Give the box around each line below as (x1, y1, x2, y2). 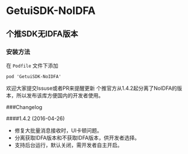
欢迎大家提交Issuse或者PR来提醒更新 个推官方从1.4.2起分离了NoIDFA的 (6, 85, 177, 92)
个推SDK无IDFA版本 (6, 29, 78, 38)
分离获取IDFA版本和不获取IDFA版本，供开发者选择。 (14, 134, 140, 141)
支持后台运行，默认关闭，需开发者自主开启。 (14, 141, 123, 148)
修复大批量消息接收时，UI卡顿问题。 (14, 127, 102, 134)
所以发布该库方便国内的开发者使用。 (16, 92, 104, 99)
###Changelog (6, 103, 43, 110)
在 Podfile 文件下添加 (6, 62, 59, 69)
